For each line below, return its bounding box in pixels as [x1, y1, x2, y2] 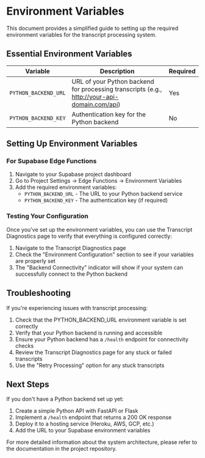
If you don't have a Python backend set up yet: [6, 396, 124, 403]
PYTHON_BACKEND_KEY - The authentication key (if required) [24, 197, 168, 204]
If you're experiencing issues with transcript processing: [6, 304, 148, 311]
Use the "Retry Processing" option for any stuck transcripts [15, 361, 165, 369]
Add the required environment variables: [15, 183, 117, 191]
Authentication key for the [71, 110, 146, 119]
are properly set [15, 257, 56, 264]
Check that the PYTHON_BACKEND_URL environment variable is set [15, 316, 187, 323]
